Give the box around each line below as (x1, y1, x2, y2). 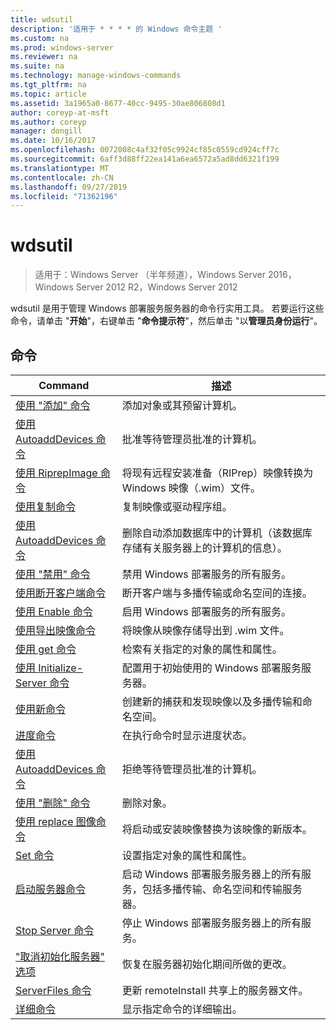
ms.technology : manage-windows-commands (10, 71, 182, 81)
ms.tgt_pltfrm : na (10, 80, 87, 90)
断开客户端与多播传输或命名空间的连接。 (121, 586, 313, 600)
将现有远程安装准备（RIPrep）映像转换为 (121, 466, 314, 480)
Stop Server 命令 (15, 924, 95, 937)
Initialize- (38, 661, 84, 675)
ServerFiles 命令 (15, 984, 92, 997)
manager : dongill (10, 126, 83, 136)
